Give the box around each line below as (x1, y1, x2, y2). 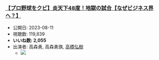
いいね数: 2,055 (12, 37, 47, 44)
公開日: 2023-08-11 (12, 24, 54, 31)
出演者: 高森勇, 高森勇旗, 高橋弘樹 (12, 44, 83, 50)
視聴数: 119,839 (12, 31, 45, 37)
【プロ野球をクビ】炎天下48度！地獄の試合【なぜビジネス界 (5, 4, 154, 11)
